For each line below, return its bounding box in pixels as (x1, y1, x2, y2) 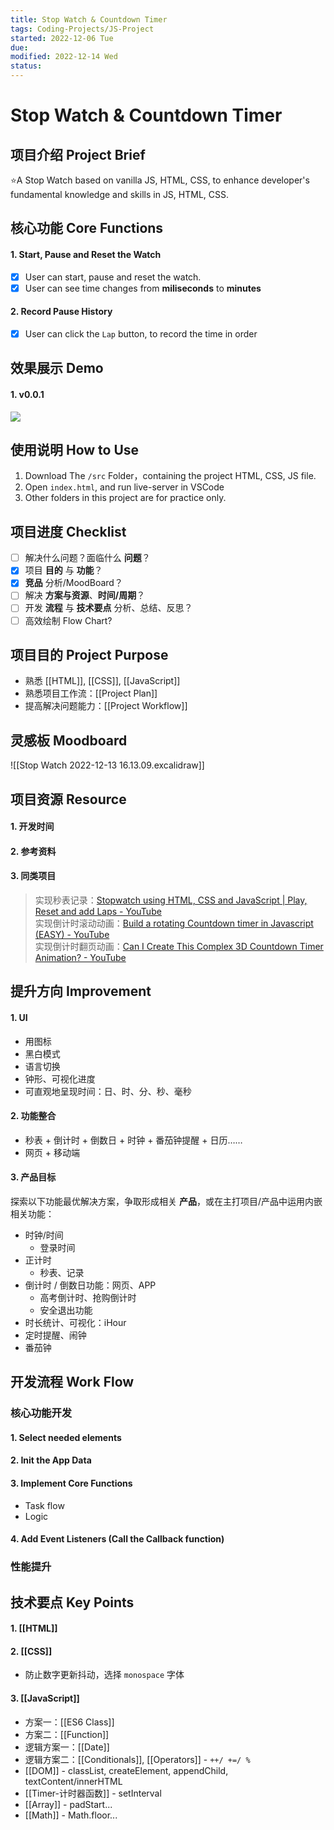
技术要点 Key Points (10, 1594, 135, 1611)
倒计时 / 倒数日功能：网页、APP (24, 1279, 157, 1291)
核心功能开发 (10, 1406, 73, 1420)
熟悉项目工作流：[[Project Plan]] (24, 687, 158, 700)
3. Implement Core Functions (10, 1477, 133, 1490)
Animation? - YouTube (34, 951, 127, 963)
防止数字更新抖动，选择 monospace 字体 (24, 1669, 185, 1681)
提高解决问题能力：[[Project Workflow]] (24, 700, 188, 712)
